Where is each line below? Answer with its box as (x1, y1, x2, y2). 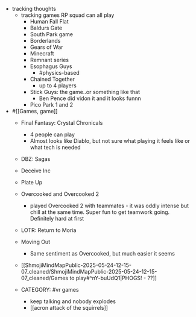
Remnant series (30, 57, 69, 63)
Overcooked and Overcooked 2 (21, 190, 100, 198)
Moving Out (21, 238, 50, 245)
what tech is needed (30, 144, 81, 151)
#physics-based (39, 69, 80, 76)
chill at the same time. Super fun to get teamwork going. (30, 209, 170, 216)
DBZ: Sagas (21, 155, 51, 162)
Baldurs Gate (30, 24, 63, 31)
